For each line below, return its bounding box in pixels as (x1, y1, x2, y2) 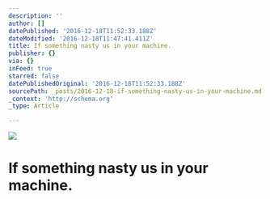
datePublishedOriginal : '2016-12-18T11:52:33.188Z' (8, 79, 186, 87)
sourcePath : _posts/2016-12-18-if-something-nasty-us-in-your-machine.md (8, 87, 263, 95)
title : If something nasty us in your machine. (8, 42, 172, 50)
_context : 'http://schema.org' (8, 95, 114, 103)
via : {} (8, 57, 35, 66)
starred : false (8, 72, 60, 80)
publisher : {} (8, 49, 57, 57)
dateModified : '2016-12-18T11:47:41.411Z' (8, 34, 154, 43)
